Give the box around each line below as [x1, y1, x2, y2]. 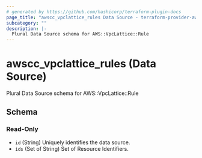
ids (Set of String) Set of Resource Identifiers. [14, 145, 129, 152]
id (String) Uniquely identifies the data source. [14, 139, 130, 146]
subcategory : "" [6, 20, 47, 26]
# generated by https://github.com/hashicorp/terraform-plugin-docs [6, 8, 182, 15]
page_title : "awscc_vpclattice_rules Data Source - [6, 14, 138, 20]
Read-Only [6, 125, 39, 133]
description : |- [6, 25, 47, 32]
